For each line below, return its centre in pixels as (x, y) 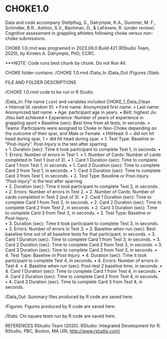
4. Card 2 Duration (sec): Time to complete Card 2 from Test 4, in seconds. (82, 276)
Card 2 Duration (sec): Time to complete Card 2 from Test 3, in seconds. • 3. (84, 244)
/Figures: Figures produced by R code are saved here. (61, 306)
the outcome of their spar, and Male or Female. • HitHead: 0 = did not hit (80, 133)
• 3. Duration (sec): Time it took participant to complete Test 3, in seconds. (82, 223)
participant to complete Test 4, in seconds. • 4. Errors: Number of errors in (82, 260)
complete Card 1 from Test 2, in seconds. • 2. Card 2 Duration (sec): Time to (83, 202)
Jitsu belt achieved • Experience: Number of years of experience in (74, 117)
